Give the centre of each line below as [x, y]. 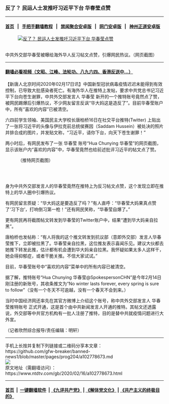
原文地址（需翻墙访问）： [31, 367]
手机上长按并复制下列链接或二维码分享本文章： [54, 346]
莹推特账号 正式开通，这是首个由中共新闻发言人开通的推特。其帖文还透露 [81, 307]
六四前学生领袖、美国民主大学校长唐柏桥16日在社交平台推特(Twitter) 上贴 [81, 120]
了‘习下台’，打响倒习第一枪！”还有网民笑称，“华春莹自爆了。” [68, 209]
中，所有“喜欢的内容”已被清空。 [38, 109]
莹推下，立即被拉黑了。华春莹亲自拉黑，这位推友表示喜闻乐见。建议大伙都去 [84, 243]
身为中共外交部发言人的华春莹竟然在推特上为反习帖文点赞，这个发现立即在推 [84, 186]
